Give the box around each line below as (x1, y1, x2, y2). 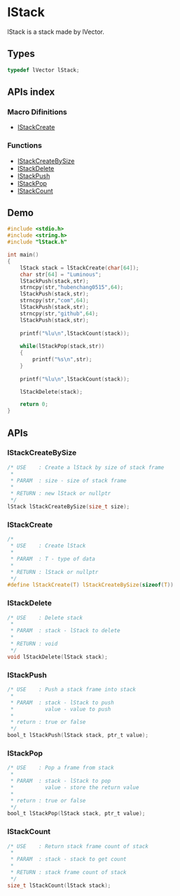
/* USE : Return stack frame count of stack (7, 843, 149, 850)
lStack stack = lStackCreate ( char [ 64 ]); (20, 264, 139, 271)
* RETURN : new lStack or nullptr (10, 490, 111, 497)
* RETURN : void (10, 641, 58, 648)
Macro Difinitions (7, 107, 68, 117)
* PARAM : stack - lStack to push (10, 699, 114, 706)
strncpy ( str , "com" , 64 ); (20, 297, 90, 305)
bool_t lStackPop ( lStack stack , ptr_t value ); (7, 810, 146, 817)
